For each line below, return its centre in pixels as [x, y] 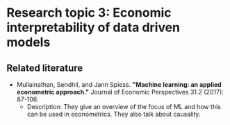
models [28, 42]
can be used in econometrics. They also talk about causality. [114, 114]
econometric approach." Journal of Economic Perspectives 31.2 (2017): [120, 92]
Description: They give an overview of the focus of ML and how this [124, 107]
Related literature [45, 68]
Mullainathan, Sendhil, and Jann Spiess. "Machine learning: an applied [119, 84]
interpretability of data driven [93, 27]
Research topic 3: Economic [89, 13]
